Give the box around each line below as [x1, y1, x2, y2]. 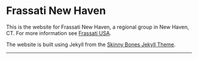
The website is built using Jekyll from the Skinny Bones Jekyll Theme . [6, 41, 176, 48]
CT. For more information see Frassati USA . [6, 29, 112, 36]
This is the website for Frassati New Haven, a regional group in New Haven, [6, 23, 190, 30]
